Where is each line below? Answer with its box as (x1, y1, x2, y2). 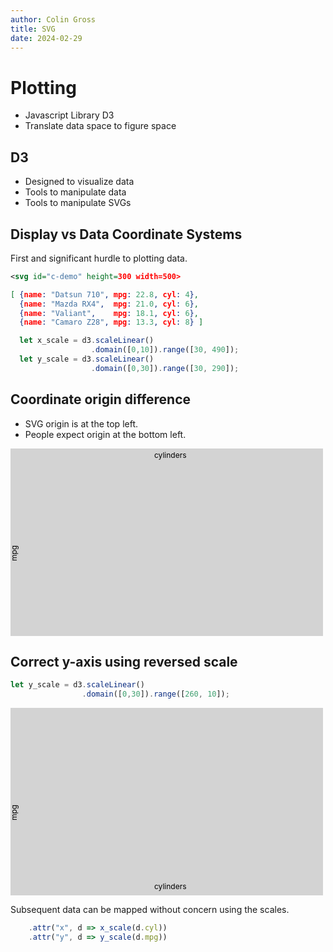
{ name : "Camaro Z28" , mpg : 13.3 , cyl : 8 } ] (19, 317, 204, 328)
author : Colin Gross (10, 14, 97, 25)
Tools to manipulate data (24, 186, 127, 198)
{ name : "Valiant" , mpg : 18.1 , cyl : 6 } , (19, 308, 199, 318)
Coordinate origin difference (10, 391, 192, 408)
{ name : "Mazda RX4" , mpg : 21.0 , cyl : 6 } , (19, 299, 199, 309)
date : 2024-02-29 (10, 33, 83, 43)
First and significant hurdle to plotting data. (10, 252, 188, 264)
